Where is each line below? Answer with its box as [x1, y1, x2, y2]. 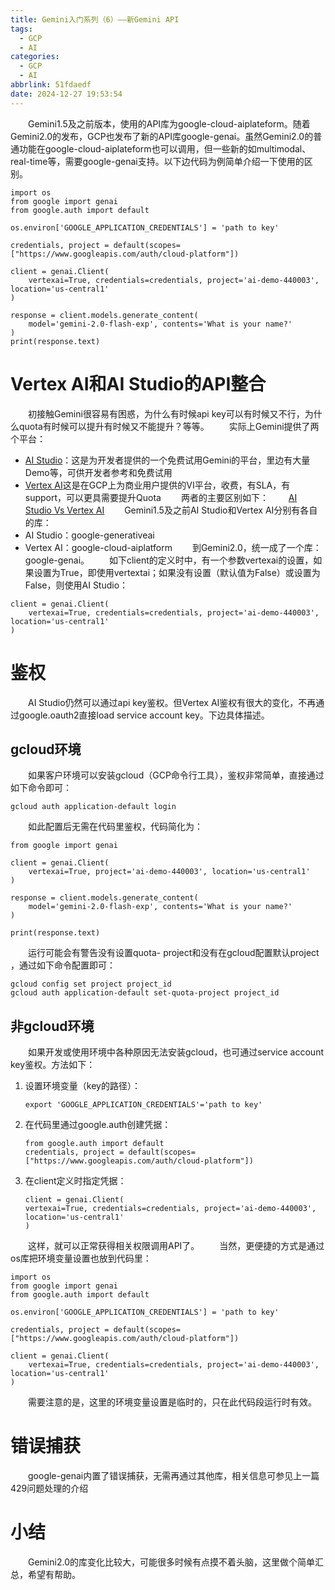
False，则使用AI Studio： [24, 579, 129, 591]
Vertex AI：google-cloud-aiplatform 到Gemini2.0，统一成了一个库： [24, 541, 322, 553]
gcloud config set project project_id [10, 979, 172, 990]
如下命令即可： [10, 782, 72, 794]
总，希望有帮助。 [10, 1569, 81, 1580]
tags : [10, 24, 33, 34]
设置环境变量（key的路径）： [24, 1080, 141, 1092]
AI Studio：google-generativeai [24, 529, 155, 541]
